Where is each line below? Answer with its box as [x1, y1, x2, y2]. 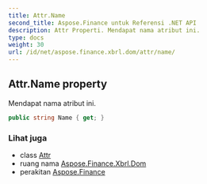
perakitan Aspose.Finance [19, 167, 105, 176]
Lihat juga [8, 132, 48, 143]
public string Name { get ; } [8, 114, 105, 122]
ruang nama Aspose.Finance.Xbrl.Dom [19, 159, 147, 168]
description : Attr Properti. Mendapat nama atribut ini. [8, 26, 201, 34]
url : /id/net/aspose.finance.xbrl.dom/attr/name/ [8, 48, 176, 56]
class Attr [19, 150, 52, 160]
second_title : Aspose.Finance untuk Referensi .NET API [8, 19, 197, 27]
